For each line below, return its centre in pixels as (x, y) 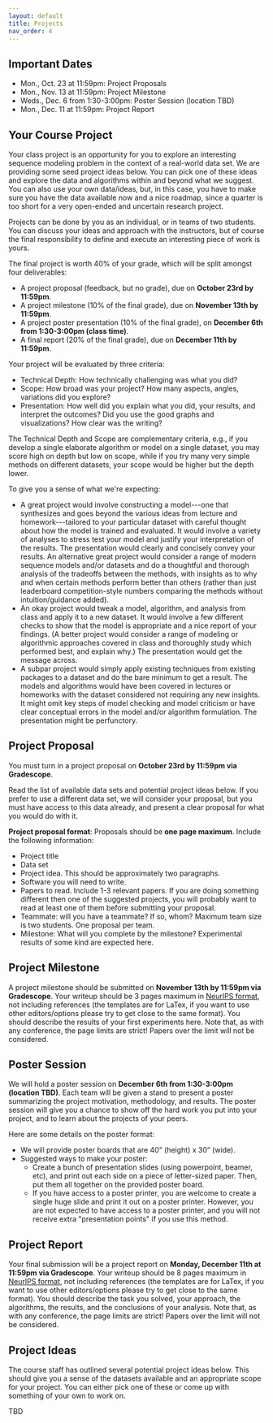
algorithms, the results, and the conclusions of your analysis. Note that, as (132, 1308)
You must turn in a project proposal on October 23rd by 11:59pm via (123, 765)
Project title (39, 856)
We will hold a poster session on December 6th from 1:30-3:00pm (121, 1084)
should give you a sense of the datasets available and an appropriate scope (135, 1378)
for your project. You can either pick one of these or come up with (119, 1387)
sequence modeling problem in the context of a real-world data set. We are (134, 163)
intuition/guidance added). (65, 599)
